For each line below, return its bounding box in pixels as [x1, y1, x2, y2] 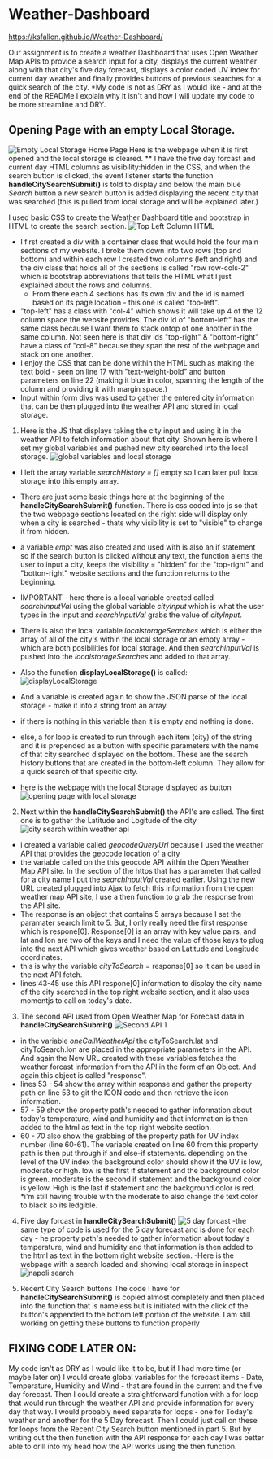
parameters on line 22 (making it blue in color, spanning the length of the [19, 375, 264, 385]
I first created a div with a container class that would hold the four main [19, 237, 258, 247]
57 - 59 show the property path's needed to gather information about [19, 1105, 253, 1115]
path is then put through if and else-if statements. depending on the [19, 1148, 248, 1158]
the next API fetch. [19, 970, 83, 979]
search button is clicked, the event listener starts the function [8, 170, 214, 180]
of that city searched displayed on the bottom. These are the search [19, 749, 249, 759]
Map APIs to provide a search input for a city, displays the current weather [8, 56, 258, 66]
